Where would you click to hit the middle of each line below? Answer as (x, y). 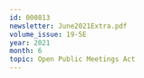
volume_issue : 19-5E (48, 34)
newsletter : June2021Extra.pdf (68, 26)
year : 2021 (30, 43)
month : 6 (26, 51)
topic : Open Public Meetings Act (72, 59)
